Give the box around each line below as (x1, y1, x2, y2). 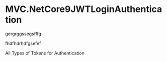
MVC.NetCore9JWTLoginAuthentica (5, 3, 162, 15)
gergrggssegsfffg (5, 30, 42, 36)
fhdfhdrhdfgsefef (5, 40, 41, 46)
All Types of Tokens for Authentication (5, 50, 85, 56)
